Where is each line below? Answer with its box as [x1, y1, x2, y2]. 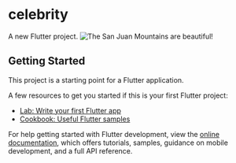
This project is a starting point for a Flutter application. [8, 75, 184, 84]
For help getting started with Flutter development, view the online [8, 129, 220, 139]
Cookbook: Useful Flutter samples [19, 114, 131, 124]
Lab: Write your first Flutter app [19, 106, 122, 115]
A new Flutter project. [8, 31, 79, 41]
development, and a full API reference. [8, 146, 133, 155]
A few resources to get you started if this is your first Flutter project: [8, 91, 228, 100]
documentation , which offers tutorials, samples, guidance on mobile [8, 138, 228, 147]
